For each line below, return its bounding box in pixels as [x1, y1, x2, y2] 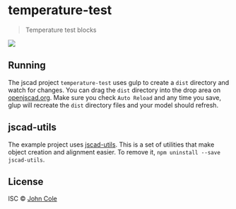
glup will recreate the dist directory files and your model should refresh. [8, 101, 218, 109]
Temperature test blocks [25, 26, 97, 34]
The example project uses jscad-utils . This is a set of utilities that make [8, 140, 215, 149]
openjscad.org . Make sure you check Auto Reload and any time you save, [8, 93, 222, 101]
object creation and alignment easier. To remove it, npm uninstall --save [8, 147, 221, 156]
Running [8, 60, 47, 72]
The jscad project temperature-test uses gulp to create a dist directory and [8, 78, 230, 86]
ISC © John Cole [8, 194, 57, 203]
